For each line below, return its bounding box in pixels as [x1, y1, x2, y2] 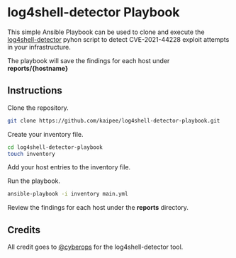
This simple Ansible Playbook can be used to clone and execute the [7, 28, 205, 36]
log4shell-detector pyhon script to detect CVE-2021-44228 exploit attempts [7, 35, 230, 43]
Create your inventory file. [7, 130, 84, 138]
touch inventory [7, 150, 55, 157]
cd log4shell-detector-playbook [7, 143, 103, 151]
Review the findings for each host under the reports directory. [7, 203, 189, 212]
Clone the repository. [7, 103, 69, 112]
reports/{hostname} [7, 64, 69, 72]
